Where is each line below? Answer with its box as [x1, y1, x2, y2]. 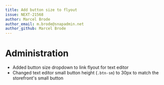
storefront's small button [12, 75, 64, 81]
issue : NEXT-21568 [5, 12, 44, 17]
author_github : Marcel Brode [5, 26, 66, 31]
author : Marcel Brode [5, 17, 51, 22]
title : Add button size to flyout [5, 7, 78, 13]
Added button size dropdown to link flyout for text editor [12, 64, 129, 70]
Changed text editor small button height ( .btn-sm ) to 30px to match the [12, 70, 159, 76]
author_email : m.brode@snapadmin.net [5, 21, 84, 27]
